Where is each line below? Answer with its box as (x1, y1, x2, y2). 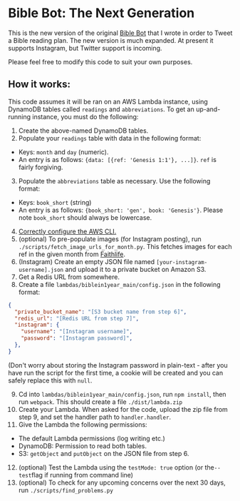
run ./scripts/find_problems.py (18, 485, 113, 494)
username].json (18, 266, 64, 273)
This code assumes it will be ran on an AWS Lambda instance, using (8, 97, 209, 106)
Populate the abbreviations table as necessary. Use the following (18, 176, 211, 185)
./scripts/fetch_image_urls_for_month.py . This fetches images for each (18, 242, 232, 250)
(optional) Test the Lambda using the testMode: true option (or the (18, 462, 214, 472)
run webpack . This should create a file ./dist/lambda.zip (18, 398, 183, 406)
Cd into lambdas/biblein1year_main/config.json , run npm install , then (18, 390, 226, 398)
